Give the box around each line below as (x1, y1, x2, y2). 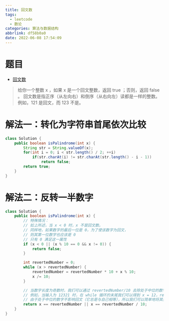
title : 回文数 (5, 7, 33, 13)
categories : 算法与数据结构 (5, 26, 59, 31)
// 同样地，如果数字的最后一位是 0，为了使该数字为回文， (23, 227, 128, 233)
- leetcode (10, 17, 33, 22)
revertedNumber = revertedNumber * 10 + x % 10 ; (32, 270, 136, 275)
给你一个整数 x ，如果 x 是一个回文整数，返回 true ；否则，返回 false (17, 87, 160, 93)
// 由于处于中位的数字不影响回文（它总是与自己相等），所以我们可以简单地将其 (23, 297, 163, 302)
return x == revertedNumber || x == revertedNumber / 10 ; (23, 302, 147, 307)
